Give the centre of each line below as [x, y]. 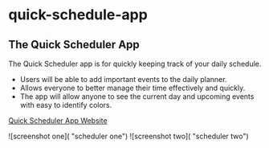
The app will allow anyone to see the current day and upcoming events [137, 97]
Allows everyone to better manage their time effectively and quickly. [132, 88]
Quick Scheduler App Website [58, 121]
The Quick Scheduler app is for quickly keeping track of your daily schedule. [135, 64]
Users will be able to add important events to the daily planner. [123, 79]
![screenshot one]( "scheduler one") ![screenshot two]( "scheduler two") [128, 136]
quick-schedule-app [78, 15]
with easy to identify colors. [66, 105]
